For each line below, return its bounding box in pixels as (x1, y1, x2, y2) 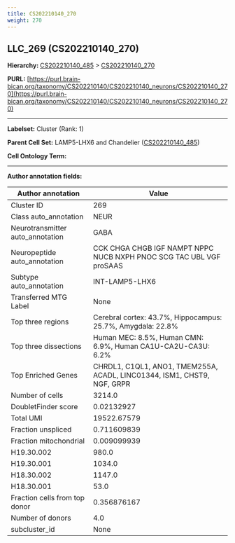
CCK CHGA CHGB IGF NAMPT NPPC (93, 243, 214, 253)
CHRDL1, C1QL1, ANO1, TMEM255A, (93, 362, 218, 371)
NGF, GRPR (93, 379, 131, 389)
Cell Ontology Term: (7, 152, 67, 160)
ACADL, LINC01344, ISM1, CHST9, (93, 371, 210, 380)
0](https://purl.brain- (7, 90, 68, 98)
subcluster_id (10, 525, 55, 535)
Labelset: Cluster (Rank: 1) (7, 125, 84, 133)
